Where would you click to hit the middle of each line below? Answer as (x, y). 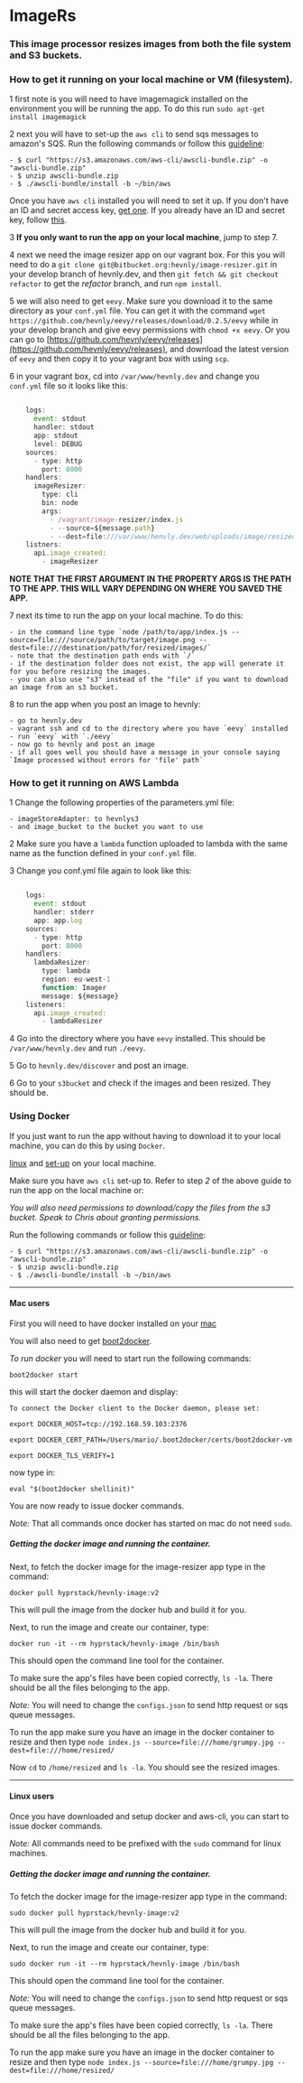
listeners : (46, 1004)
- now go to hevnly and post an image (82, 745)
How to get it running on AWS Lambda (94, 782)
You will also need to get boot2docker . (81, 1340)
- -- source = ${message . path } (102, 528)
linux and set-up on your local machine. (83, 1163)
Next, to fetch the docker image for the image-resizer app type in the (138, 1566)
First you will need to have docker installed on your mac (113, 1323)
